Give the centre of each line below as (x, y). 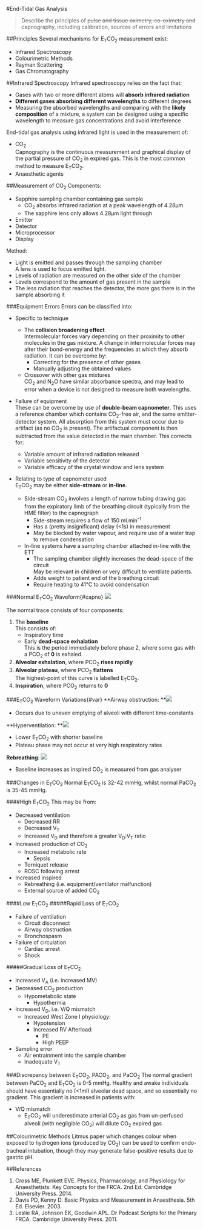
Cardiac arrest (42, 949)
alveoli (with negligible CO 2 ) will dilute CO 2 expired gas (93, 1124)
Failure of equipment (41, 401)
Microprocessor (35, 232)
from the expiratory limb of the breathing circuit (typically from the (107, 506)
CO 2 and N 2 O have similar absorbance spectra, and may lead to (104, 382)
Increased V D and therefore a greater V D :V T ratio (85, 837)
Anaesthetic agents (39, 174)
